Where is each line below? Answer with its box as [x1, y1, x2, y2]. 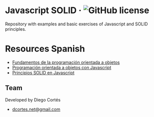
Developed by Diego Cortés [5, 97, 61, 102]
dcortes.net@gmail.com [12, 106, 60, 112]
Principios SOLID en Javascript [12, 70, 75, 76]
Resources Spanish [5, 43, 85, 55]
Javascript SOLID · [5, 5, 82, 16]
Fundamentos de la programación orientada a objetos [12, 59, 120, 65]
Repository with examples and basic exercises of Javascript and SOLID [5, 21, 148, 27]
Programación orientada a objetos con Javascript [12, 64, 112, 70]
